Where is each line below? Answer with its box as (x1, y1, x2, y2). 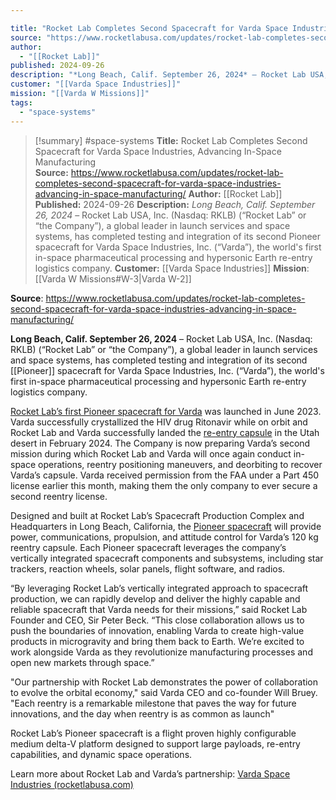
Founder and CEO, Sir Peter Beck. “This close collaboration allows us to (10, 614, 305, 626)
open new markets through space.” (10, 656, 155, 668)
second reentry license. (10, 490, 108, 502)
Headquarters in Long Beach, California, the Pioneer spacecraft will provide (10, 520, 322, 532)
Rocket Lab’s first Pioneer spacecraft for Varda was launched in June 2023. (10, 405, 322, 417)
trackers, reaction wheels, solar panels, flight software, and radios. (10, 562, 286, 575)
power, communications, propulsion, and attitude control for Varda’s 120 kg (10, 531, 319, 543)
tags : (10, 97, 33, 108)
